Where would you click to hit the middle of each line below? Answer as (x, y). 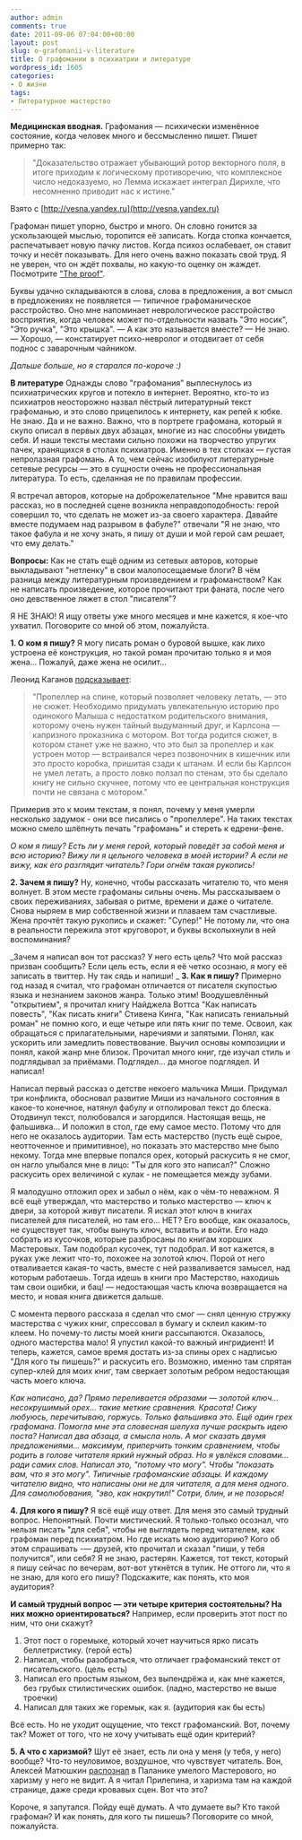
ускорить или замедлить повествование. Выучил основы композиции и (148, 1043)
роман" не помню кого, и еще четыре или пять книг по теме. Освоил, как (151, 1024)
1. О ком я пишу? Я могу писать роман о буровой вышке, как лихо (138, 643)
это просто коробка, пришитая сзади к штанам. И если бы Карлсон (162, 764)
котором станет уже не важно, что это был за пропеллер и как (153, 744)
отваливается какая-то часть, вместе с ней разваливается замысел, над (150, 1268)
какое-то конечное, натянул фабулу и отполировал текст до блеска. (141, 1107)
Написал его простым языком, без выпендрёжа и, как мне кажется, (154, 1679)
